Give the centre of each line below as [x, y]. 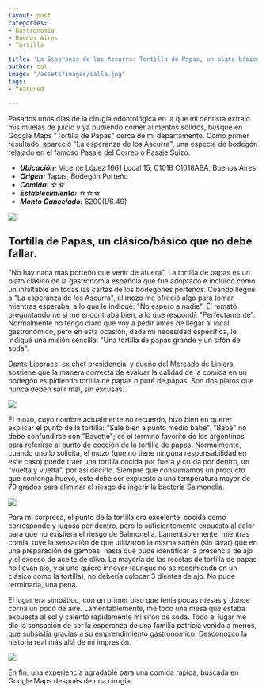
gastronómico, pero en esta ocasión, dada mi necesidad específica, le [123, 332]
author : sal [28, 67]
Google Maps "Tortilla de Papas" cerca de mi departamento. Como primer [129, 135]
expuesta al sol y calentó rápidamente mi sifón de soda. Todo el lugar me [127, 617]
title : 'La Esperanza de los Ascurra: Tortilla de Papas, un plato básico [134, 60]
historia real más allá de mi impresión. [70, 642]
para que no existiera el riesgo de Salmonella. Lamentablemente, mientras [129, 534]
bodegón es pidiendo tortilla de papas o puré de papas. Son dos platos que [131, 381]
